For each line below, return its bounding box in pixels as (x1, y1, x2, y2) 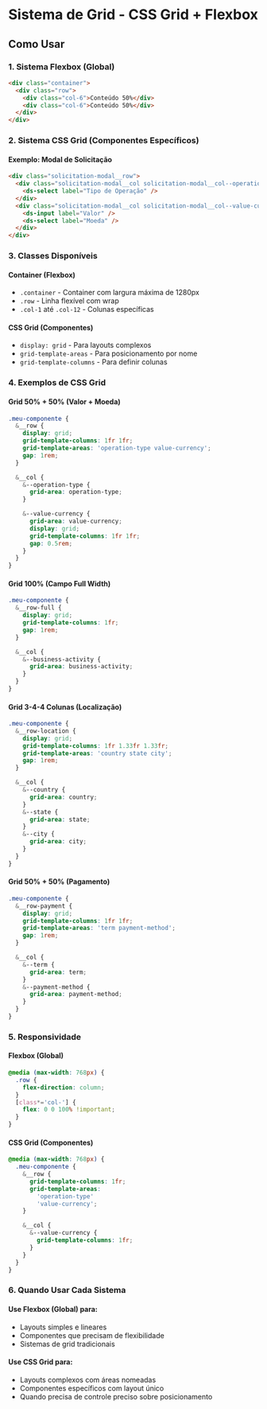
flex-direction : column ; (22, 1084, 105, 1092)
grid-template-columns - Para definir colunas (19, 357, 168, 367)
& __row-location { (15, 726, 77, 735)
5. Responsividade (8, 1031, 82, 1042)
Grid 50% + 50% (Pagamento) (8, 877, 110, 886)
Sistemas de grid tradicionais (19, 1339, 115, 1349)
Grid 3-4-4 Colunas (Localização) (8, 702, 122, 711)
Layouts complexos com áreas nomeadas (19, 1375, 157, 1384)
